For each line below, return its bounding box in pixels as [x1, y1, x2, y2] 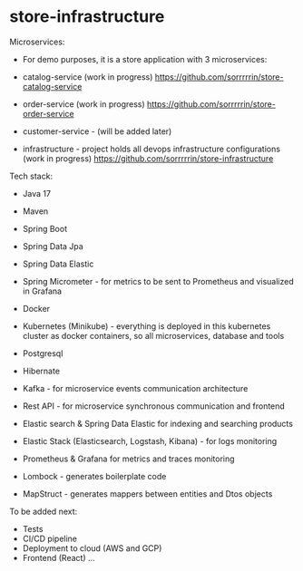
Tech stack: [9, 170, 53, 181]
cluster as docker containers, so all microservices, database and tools [22, 330, 285, 341]
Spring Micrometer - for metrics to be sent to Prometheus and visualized [22, 276, 294, 286]
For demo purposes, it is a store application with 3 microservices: [22, 53, 268, 64]
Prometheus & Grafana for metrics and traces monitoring [22, 453, 235, 464]
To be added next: [9, 506, 78, 517]
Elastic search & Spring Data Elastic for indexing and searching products [22, 418, 293, 429]
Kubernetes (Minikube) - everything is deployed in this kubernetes [22, 320, 271, 332]
